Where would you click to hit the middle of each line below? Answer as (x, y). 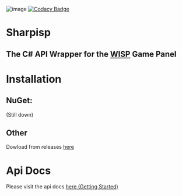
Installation (34, 79)
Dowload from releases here (40, 147)
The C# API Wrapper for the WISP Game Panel (91, 54)
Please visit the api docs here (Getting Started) (62, 187)
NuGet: (20, 101)
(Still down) (20, 114)
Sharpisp (29, 33)
